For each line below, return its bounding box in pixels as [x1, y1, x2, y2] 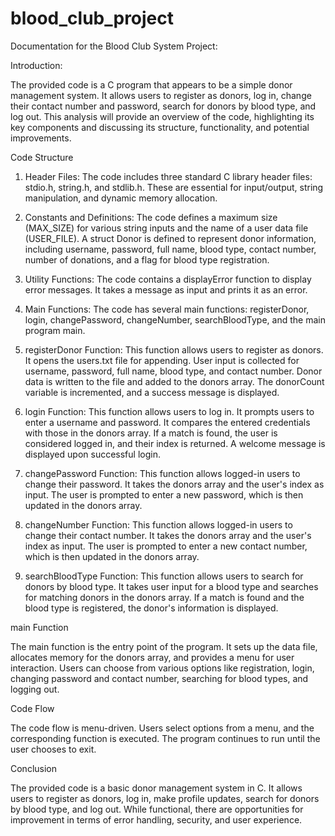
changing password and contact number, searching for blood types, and [10, 672, 309, 684]
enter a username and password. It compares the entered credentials [24, 416, 311, 428]
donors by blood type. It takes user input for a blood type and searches [24, 580, 319, 592]
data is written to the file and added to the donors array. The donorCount [24, 375, 325, 387]
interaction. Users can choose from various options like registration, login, [10, 662, 315, 674]
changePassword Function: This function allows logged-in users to [24, 467, 301, 479]
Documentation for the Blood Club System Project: [10, 40, 218, 52]
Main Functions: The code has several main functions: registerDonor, [24, 303, 310, 315]
